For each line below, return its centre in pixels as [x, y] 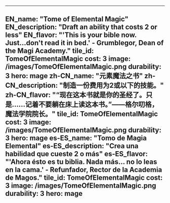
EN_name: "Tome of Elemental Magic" [67, 19]
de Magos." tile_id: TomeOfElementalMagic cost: [84, 178]
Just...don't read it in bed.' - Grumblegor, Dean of [84, 43]
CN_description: [32, 86]
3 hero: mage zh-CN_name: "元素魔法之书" [74, 76]
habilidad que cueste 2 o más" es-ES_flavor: [77, 154]
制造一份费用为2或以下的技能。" [114, 86]
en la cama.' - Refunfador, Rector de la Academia [84, 170]
